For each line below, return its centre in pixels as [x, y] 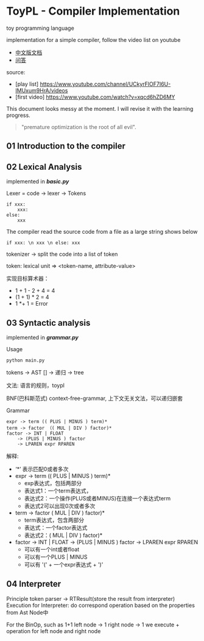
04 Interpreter [34, 584]
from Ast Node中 [27, 612]
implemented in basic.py [38, 181]
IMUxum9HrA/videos [41, 90]
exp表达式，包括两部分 [53, 483]
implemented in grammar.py [43, 337]
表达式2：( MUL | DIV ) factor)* [63, 535]
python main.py [26, 360]
